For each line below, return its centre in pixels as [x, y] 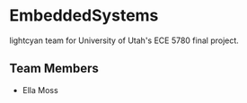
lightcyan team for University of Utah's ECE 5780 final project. [124, 40]
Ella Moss [40, 90]
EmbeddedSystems [84, 16]
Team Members [54, 69]
